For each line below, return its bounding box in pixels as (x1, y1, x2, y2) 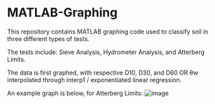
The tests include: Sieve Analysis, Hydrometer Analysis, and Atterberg (7, 48, 205, 56)
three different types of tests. (7, 34, 90, 42)
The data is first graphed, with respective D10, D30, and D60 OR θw (7, 68, 199, 77)
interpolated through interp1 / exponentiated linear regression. (7, 75, 182, 83)
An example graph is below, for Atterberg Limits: (7, 89, 143, 97)
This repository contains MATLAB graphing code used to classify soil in (7, 27, 209, 36)
